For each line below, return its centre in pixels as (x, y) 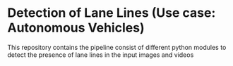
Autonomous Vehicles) (76, 28)
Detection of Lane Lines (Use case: (112, 13)
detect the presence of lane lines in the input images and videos (101, 55)
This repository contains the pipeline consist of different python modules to (117, 47)
